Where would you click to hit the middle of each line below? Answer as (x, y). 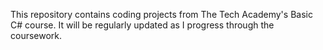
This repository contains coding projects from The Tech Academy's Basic (161, 14)
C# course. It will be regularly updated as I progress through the (142, 25)
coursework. (36, 35)
